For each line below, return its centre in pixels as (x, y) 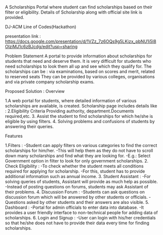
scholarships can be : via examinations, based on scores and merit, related (80, 72)
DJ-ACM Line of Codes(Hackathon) (41, 27)
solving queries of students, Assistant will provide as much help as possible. (81, 181)
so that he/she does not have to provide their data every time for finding (77, 223)
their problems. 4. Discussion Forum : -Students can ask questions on (75, 192)
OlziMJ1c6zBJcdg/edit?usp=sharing (41, 46)
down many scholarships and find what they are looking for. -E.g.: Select (78, 156)
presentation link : (23, 36)
